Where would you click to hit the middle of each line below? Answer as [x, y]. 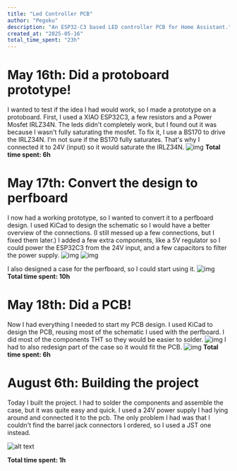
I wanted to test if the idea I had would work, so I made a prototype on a [112, 109]
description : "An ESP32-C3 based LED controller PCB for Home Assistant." [120, 27]
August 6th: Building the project [103, 383]
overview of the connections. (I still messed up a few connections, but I [111, 233]
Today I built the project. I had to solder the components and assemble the [115, 403]
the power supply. [34, 255]
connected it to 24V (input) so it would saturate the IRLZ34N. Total [114, 147]
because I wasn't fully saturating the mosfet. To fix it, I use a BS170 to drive [116, 132]
